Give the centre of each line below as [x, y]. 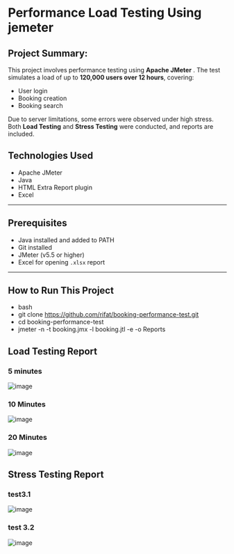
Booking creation [42, 98]
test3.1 [19, 494]
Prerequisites [37, 223]
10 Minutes [27, 404]
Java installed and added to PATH [66, 240]
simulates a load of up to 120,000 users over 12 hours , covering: [101, 77]
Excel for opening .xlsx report [61, 262]
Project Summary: [48, 53]
